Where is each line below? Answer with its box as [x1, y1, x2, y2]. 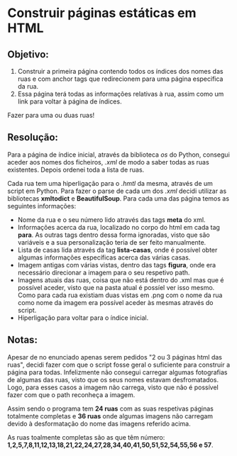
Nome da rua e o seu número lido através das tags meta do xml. [17, 215, 206, 224]
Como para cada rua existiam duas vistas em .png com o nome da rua [17, 291, 223, 299]
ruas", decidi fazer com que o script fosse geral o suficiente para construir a [7, 360, 231, 369]
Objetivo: [7, 48, 50, 60]
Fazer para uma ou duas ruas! [7, 111, 95, 119]
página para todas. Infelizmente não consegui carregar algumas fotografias [7, 367, 228, 377]
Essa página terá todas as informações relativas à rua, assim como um [17, 90, 224, 98]
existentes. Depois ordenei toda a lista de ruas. [7, 165, 145, 174]
